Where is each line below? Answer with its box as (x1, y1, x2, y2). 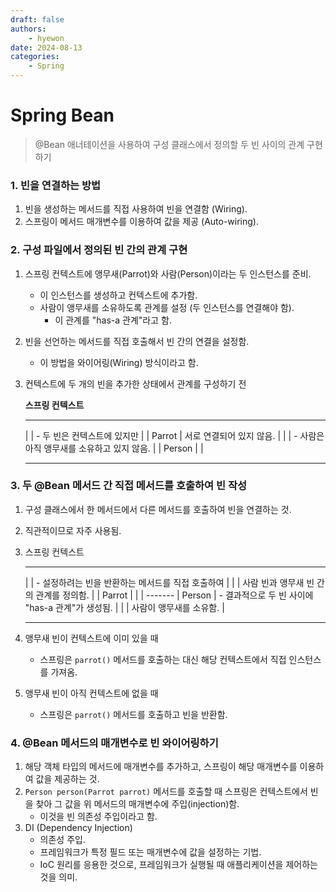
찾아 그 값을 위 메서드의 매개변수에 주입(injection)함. (35, 798, 240, 810)
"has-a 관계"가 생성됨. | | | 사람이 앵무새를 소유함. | (24, 601, 225, 613)
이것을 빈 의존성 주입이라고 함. (39, 811, 158, 823)
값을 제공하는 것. (35, 773, 100, 785)
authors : (10, 24, 47, 34)
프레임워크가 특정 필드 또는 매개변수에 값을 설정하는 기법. (39, 846, 262, 858)
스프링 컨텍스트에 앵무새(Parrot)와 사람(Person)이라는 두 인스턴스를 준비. (24, 267, 312, 280)
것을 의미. (39, 871, 78, 883)
